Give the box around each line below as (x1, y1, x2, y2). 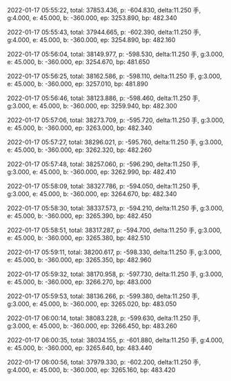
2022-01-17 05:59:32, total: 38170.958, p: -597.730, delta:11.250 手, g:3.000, (7, 270, 224, 278)
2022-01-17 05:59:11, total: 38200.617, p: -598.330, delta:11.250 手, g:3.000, (7, 248, 222, 256)
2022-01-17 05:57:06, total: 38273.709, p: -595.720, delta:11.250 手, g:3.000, (7, 116, 225, 124)
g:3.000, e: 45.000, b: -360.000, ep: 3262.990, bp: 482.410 (7, 168, 177, 176)
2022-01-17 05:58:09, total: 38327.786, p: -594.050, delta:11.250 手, (7, 182, 200, 190)
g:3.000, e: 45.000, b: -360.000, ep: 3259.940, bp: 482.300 (7, 102, 178, 110)
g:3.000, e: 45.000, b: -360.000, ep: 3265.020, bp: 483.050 (7, 300, 177, 308)
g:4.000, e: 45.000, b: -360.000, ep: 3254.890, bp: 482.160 (7, 36, 176, 43)
